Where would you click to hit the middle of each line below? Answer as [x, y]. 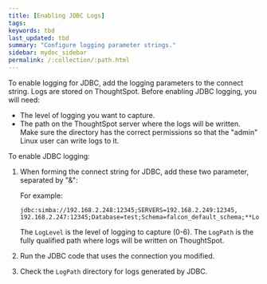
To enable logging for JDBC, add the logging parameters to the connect [126, 83]
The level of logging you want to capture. [87, 115]
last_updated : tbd [39, 38]
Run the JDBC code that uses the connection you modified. [117, 255]
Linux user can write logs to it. [69, 140]
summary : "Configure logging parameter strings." [92, 45]
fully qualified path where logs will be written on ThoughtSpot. [122, 240]
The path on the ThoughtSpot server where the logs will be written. [130, 124]
